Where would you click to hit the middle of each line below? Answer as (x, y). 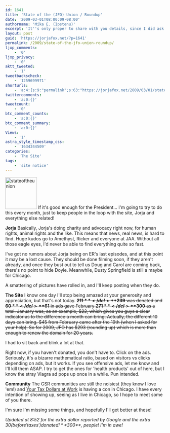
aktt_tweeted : (20, 66)
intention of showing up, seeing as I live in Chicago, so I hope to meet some (84, 394)
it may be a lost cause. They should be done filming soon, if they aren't (79, 259)
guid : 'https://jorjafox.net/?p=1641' (46, 39)
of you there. (18, 400)
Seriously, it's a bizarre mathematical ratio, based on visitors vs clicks (78, 357)
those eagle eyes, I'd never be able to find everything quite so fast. (75, 244)
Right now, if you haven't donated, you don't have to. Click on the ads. (78, 352)
